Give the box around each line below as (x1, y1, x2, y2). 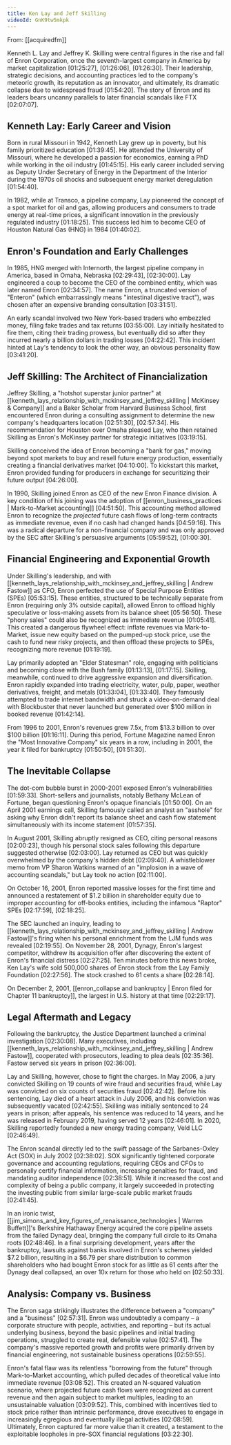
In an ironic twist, (7, 1209, 57, 1218)
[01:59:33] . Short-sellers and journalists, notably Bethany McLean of (7, 791, 201, 799)
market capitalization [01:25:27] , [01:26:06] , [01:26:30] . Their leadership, (7, 64, 214, 72)
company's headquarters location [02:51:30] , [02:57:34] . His (7, 418, 179, 426)
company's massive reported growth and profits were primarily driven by (7, 1343, 215, 1352)
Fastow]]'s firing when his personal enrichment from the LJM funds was (7, 934, 212, 942)
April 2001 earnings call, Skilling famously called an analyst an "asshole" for (7, 806, 223, 814)
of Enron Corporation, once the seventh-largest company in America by (7, 56, 211, 64)
